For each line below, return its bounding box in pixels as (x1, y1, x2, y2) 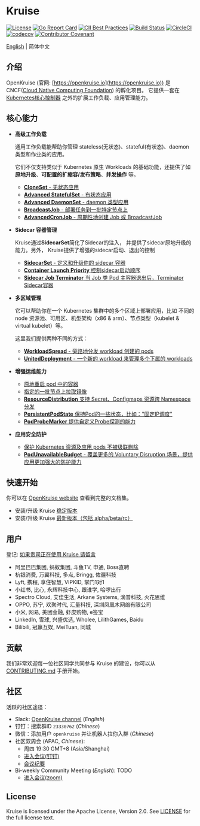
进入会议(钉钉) (23, 752, 60, 760)
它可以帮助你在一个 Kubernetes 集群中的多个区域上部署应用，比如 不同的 (14, 307, 195, 314)
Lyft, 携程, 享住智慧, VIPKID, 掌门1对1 (14, 579, 104, 586)
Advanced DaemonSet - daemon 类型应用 (23, 198, 129, 205)
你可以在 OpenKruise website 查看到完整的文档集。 (6, 494, 133, 501)
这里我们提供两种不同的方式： (14, 334, 88, 342)
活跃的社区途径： (6, 703, 48, 710)
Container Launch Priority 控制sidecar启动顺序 (23, 267, 141, 274)
